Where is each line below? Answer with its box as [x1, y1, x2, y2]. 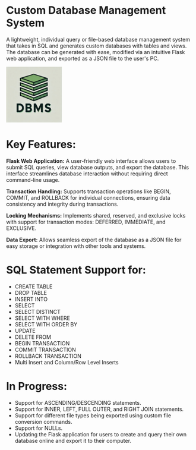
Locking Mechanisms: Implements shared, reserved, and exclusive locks [6, 212, 186, 219]
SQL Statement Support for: [6, 263, 147, 277]
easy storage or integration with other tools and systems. [6, 242, 146, 250]
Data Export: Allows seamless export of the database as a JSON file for [6, 236, 182, 243]
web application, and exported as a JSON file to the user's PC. [6, 55, 159, 62]
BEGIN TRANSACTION [14, 339, 70, 347]
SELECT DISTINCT [14, 308, 61, 315]
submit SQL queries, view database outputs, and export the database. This [6, 163, 189, 171]
